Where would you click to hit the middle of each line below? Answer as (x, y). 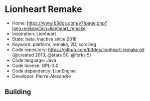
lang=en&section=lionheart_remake (49, 28)
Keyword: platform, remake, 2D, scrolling (54, 44)
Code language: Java (34, 60)
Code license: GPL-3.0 (35, 65)
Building (18, 92)
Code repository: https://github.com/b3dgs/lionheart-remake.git (78, 49)
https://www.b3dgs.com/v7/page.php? (67, 23)
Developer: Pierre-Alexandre (41, 76)
